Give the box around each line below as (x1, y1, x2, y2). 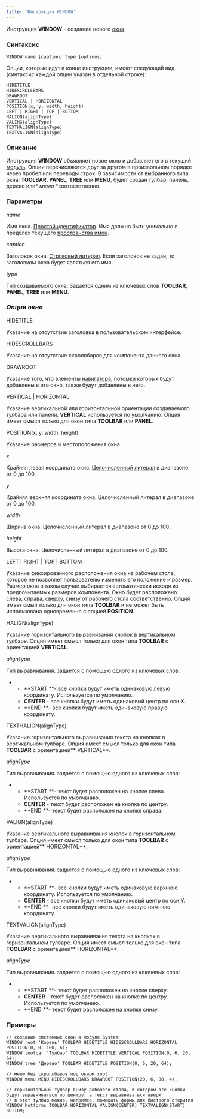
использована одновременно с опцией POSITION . (6, 607, 135, 615)
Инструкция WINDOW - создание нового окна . (6, 25, 126, 32)
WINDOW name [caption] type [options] (6, 53, 103, 60)
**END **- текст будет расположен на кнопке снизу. (23, 1006, 159, 1013)
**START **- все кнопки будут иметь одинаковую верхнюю (23, 884, 178, 891)
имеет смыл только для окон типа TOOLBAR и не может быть (6, 601, 164, 609)
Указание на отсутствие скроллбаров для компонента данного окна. (6, 351, 182, 359)
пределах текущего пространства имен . (6, 229, 109, 236)
